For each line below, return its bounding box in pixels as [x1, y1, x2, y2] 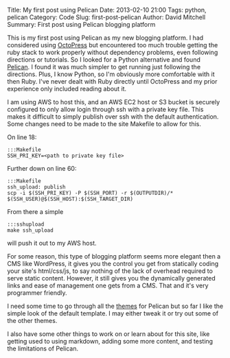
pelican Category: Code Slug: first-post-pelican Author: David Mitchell [7, 13, 206, 21]
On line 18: [7, 133, 37, 141]
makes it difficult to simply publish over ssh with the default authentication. [7, 112, 219, 121]
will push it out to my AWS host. [7, 239, 97, 247]
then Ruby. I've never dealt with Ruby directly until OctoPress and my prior [7, 77, 218, 85]
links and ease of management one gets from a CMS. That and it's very [7, 281, 209, 289]
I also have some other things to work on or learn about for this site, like [7, 330, 210, 338]
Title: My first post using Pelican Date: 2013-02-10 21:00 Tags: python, [7, 6, 207, 14]
